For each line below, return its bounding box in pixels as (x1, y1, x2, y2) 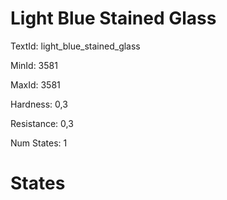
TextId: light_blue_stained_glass (10, 40, 141, 52)
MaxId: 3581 (10, 78, 61, 91)
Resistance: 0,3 (10, 117, 74, 129)
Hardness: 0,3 (10, 98, 68, 110)
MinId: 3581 (10, 59, 58, 71)
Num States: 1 (10, 137, 68, 149)
